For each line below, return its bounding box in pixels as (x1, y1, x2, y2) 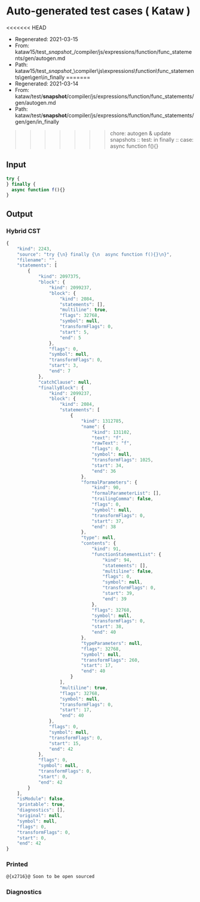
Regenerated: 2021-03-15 (14, 35, 79, 42)
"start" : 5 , (59, 329, 90, 335)
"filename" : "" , (17, 257, 58, 263)
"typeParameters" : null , (81, 640, 143, 646)
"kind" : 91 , (91, 546, 121, 552)
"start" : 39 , (102, 591, 135, 597)
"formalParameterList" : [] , (91, 490, 162, 497)
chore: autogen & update (110, 130, 171, 137)
